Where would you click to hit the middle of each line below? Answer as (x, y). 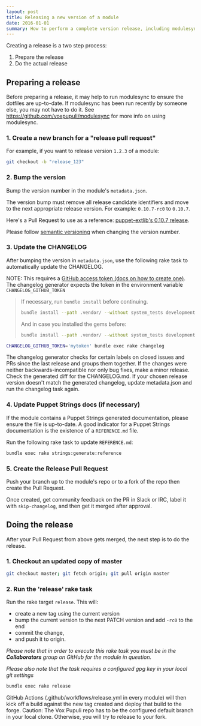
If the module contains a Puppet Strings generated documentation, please (97, 418)
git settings (20, 675)
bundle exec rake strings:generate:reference (64, 453)
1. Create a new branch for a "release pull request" (81, 137)
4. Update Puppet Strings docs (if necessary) (73, 404)
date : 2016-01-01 (28, 23)
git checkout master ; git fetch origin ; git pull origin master (88, 574)
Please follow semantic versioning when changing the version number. (93, 232)
